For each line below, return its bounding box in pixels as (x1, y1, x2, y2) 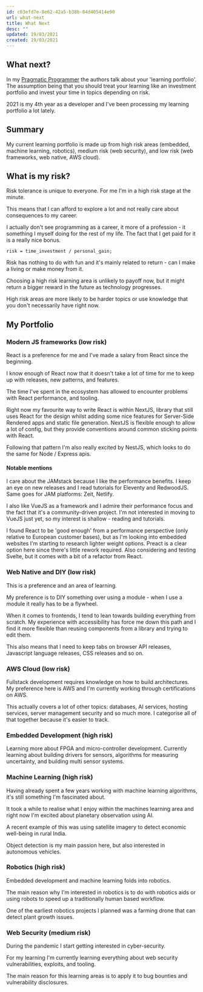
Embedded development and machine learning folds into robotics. (6, 877, 171, 884)
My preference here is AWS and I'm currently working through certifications (6, 685, 196, 692)
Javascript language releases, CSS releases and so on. (6, 649, 144, 657)
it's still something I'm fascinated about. (6, 793, 106, 801)
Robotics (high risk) (6, 863, 65, 872)
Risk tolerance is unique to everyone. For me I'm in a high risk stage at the (6, 187, 191, 194)
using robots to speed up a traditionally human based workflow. (6, 895, 165, 902)
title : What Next (6, 20, 50, 26)
